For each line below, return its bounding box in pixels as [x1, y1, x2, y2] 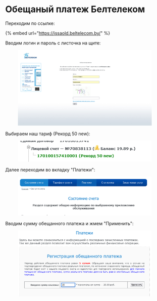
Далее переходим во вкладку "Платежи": [5, 167, 95, 173]
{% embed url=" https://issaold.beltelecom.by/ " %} [5, 30, 110, 36]
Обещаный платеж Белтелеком [5, 4, 145, 15]
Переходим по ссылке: [5, 20, 55, 26]
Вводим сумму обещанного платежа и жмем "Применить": [5, 221, 134, 227]
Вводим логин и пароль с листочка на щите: [5, 39, 101, 46]
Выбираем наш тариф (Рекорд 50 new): [5, 131, 90, 137]
